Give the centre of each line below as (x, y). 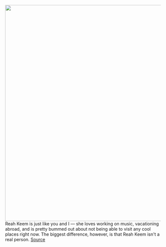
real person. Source (25, 239)
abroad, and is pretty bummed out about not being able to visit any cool (78, 229)
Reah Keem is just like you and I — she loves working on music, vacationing (82, 224)
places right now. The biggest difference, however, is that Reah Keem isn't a (82, 234)
